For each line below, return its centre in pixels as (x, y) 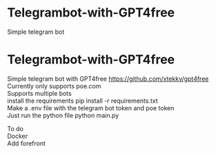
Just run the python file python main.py (63, 115)
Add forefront (27, 143)
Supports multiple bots (40, 93)
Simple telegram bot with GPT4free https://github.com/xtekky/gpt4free (108, 79)
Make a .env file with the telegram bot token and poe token (91, 108)
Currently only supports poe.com (54, 86)
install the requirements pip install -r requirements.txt (83, 101)
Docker (18, 136)
